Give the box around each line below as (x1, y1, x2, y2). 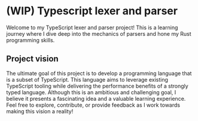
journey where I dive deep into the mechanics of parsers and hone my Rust (6, 30, 191, 37)
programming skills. (6, 36, 55, 44)
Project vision (6, 54, 59, 64)
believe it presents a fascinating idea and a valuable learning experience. (6, 95, 186, 102)
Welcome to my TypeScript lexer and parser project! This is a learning (6, 24, 178, 31)
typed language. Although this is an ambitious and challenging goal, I (6, 88, 176, 96)
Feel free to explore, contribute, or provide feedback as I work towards (6, 101, 181, 108)
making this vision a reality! (6, 107, 74, 114)
